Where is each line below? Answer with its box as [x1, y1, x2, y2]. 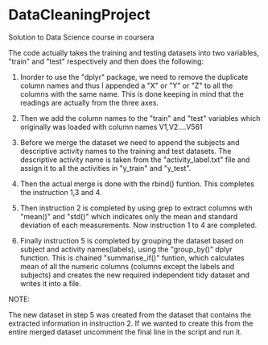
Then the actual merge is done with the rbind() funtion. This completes [19, 179, 255, 189]
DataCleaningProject [8, 6, 150, 24]
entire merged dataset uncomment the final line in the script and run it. [8, 326, 243, 336]
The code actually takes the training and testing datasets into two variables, [8, 48, 259, 57]
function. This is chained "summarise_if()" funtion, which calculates [19, 252, 245, 263]
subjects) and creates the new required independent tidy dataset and [19, 270, 249, 280]
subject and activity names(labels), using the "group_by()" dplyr [19, 244, 233, 254]
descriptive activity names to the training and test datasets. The [19, 146, 232, 156]
